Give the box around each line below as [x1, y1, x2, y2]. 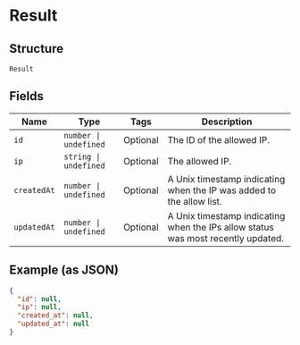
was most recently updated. [167, 231, 284, 244]
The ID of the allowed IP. [167, 133, 271, 146]
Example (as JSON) [9, 263, 119, 278]
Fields [9, 88, 45, 104]
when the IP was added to [167, 184, 277, 197]
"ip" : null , [17, 303, 62, 312]
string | [63, 151, 101, 162]
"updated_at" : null [17, 319, 90, 329]
